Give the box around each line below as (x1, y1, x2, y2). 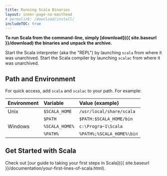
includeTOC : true (5, 21, 41, 26)
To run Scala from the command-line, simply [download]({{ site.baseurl (5, 35, 157, 41)
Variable (43, 100, 64, 107)
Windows (7, 123, 30, 130)
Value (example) (79, 100, 119, 107)
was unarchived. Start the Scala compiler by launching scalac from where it (5, 55, 161, 61)
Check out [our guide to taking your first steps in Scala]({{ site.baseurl (5, 160, 150, 166)
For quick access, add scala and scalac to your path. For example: (5, 88, 142, 94)
